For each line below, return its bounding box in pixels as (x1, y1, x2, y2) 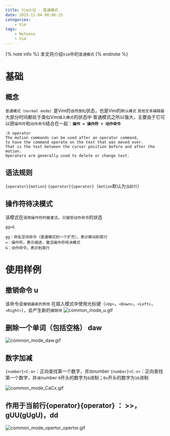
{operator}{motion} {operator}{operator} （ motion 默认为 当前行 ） (5, 183, 142, 189)
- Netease (14, 31, 36, 37)
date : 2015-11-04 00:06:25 (5, 12, 63, 17)
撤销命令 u (5, 286, 39, 295)
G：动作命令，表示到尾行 (5, 245, 50, 250)
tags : (5, 27, 17, 32)
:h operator (5, 131, 31, 136)
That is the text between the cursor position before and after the (5, 144, 155, 149)
